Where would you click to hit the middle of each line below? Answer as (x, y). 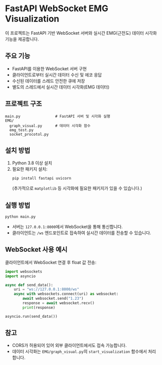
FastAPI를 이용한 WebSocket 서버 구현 (49, 68)
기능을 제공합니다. (22, 39)
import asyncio (20, 276)
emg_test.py (22, 130)
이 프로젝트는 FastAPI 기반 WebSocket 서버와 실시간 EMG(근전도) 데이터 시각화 (81, 33)
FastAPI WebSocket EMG (57, 9)
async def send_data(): (29, 285)
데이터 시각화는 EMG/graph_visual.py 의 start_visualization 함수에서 (80, 351)
